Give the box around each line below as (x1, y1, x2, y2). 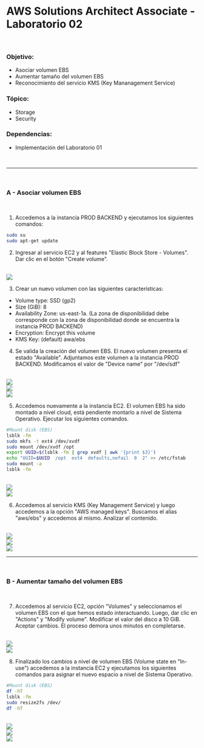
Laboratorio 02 (6, 17, 83, 31)
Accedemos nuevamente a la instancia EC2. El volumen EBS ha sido (15, 402, 186, 409)
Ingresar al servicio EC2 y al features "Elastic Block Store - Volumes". (15, 248, 189, 256)
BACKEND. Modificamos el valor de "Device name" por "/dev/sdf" (15, 360, 180, 368)
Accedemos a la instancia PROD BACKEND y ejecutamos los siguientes (15, 214, 194, 222)
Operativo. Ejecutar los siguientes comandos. (15, 415, 129, 422)
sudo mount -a (6, 461, 42, 467)
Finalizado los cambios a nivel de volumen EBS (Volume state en (15, 658, 177, 665)
